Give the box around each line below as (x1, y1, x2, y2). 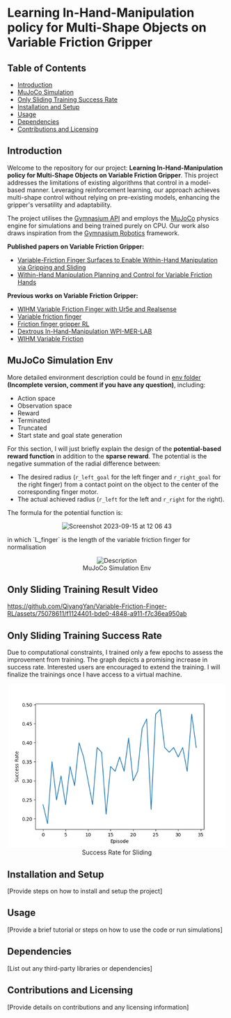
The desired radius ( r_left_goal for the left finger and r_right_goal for (17, 472, 221, 481)
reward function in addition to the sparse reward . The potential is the (7, 452, 207, 460)
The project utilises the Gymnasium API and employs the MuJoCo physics (7, 214, 219, 222)
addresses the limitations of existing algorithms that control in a (7, 178, 189, 186)
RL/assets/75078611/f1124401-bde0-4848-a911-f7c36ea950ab (7, 610, 187, 618)
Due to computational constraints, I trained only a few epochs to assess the (7, 649, 223, 657)
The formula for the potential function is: (7, 508, 123, 516)
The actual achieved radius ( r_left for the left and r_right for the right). (17, 495, 225, 503)
